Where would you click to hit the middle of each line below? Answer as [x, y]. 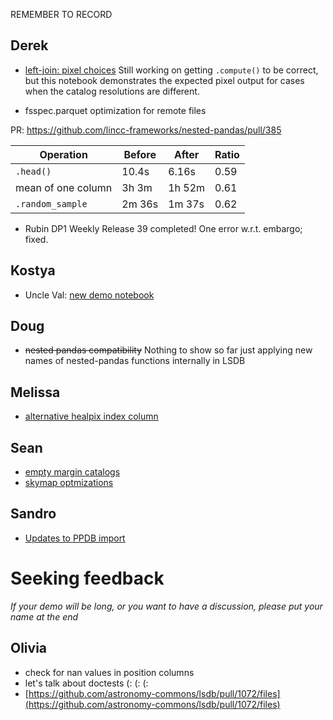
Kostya [33, 270]
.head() [33, 171]
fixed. [36, 239]
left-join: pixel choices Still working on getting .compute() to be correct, [171, 70]
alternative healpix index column [91, 416]
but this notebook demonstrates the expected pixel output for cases [164, 80]
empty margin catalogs [72, 472]
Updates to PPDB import [75, 538]
